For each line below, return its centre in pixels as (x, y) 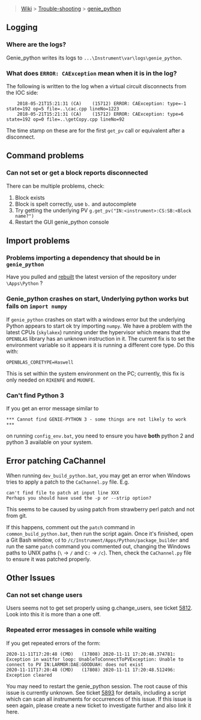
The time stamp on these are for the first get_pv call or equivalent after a (95, 130)
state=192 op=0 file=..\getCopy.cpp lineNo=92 (65, 119)
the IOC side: (22, 92)
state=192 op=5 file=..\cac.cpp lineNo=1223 (63, 109)
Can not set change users (44, 595)
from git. (17, 515)
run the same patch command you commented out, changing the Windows (98, 546)
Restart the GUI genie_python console (62, 222)
